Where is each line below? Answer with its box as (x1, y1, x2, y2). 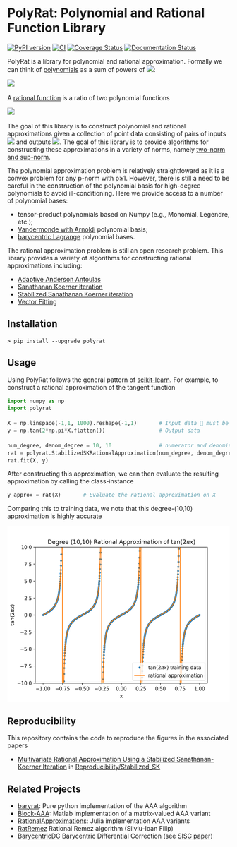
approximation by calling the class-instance (7, 477, 134, 486)
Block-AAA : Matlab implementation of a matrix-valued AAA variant (17, 809, 211, 817)
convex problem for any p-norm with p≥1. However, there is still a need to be (7, 174, 230, 182)
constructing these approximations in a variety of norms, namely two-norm (7, 145, 226, 153)
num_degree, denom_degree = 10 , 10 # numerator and (7, 442, 207, 449)
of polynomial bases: (7, 196, 68, 205)
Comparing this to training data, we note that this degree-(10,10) (7, 505, 193, 513)
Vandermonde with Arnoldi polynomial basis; (17, 224, 148, 234)
